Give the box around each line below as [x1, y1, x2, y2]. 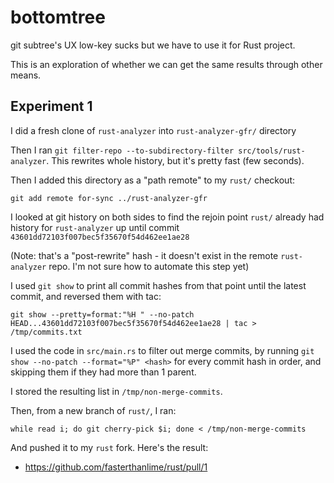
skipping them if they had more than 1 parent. [10, 366, 197, 378]
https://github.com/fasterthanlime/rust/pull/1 [24, 461, 208, 473]
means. [10, 69, 42, 81]
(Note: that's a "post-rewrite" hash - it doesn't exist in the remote [10, 249, 279, 261]
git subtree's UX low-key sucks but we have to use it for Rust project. [10, 39, 296, 51]
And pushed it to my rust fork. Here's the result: [10, 441, 209, 453]
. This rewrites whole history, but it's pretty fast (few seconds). [46, 154, 305, 166]
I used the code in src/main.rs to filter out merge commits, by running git [10, 344, 315, 356]
